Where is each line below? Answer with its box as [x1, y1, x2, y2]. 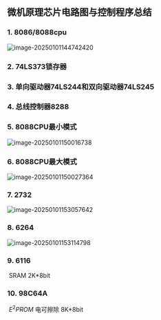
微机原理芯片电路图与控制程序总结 [7, 6, 152, 19]
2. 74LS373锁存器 [7, 61, 67, 71]
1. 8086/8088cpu [7, 28, 67, 37]
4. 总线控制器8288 [7, 102, 69, 111]
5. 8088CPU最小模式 [7, 122, 77, 132]
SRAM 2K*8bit [8, 271, 50, 279]
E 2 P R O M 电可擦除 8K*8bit [8, 304, 84, 313]
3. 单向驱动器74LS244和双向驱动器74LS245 [7, 82, 155, 92]
